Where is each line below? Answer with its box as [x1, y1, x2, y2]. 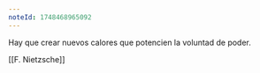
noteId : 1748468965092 [8, 12, 92, 22]
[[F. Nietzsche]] [8, 54, 65, 64]
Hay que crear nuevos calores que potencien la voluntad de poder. [8, 37, 251, 47]
